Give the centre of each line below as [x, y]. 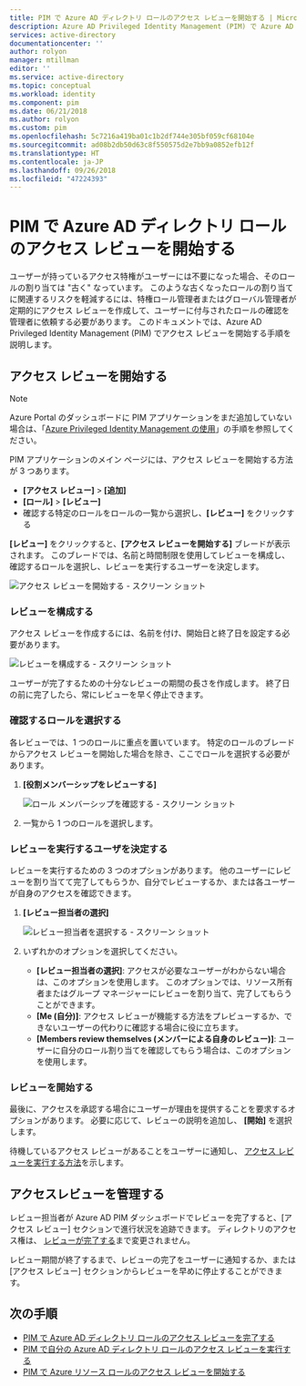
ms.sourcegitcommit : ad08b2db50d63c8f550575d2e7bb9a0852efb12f [132, 145]
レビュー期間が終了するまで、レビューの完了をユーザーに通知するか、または [153, 1259]
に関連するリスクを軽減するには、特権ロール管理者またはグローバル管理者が [153, 299]
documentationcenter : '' [56, 43]
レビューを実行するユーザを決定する [89, 849]
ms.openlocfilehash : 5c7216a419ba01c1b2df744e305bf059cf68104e [132, 137]
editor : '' [30, 69]
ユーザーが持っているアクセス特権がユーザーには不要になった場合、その [145, 276]
